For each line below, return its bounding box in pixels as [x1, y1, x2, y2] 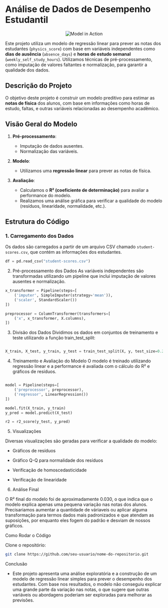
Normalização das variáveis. [19, 148, 78, 154]
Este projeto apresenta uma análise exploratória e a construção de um [12, 570, 157, 576]
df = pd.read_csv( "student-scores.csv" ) [5, 259, 91, 264]
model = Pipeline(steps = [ [5, 383, 59, 388]
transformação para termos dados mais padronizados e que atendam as [5, 512, 154, 518]
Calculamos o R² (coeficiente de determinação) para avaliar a [19, 187, 149, 193]
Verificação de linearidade [12, 477, 67, 483]
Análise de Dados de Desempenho [5, 4, 151, 15]
